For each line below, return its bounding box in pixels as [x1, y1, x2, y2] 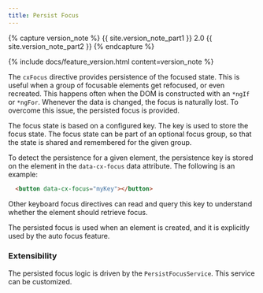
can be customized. [8, 276, 72, 286]
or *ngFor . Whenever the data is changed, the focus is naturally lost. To [8, 97, 239, 106]
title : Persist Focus [8, 11, 80, 20]
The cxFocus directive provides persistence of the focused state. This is [8, 72, 240, 81]
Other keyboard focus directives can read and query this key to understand [8, 198, 253, 209]
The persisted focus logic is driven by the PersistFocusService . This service [8, 269, 255, 278]
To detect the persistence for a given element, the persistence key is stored [8, 153, 254, 162]
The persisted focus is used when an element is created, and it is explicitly [8, 222, 250, 232]
